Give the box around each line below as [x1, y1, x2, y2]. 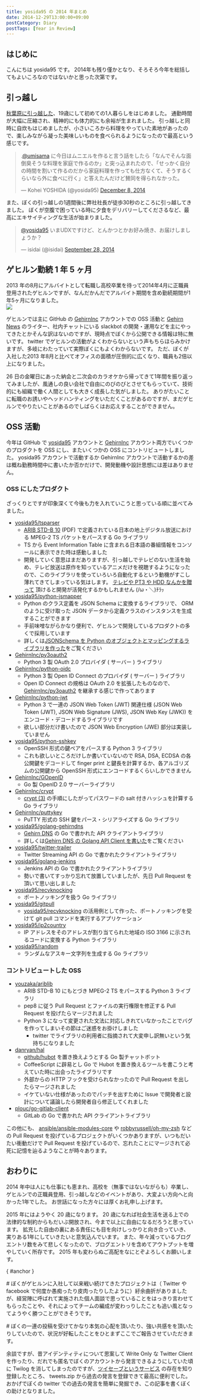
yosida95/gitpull [14, 900, 55, 907]
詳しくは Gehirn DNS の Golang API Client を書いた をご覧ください [23, 837, 184, 844]
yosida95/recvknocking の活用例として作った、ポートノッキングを [23, 907, 187, 914]
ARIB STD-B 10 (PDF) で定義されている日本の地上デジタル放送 [23, 526, 176, 533]
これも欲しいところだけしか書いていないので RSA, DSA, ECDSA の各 [23, 752, 192, 759]
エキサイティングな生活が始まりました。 [16, 213, 115, 221]
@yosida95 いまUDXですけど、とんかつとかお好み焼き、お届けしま [20, 226, 186, 234]
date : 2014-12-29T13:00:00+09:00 [6, 14, 89, 20]
